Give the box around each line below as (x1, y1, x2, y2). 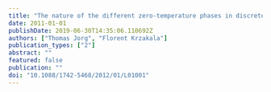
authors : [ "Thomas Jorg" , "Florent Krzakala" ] (8, 34, 168, 42)
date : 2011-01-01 (8, 19, 67, 27)
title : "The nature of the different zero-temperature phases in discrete (8, 11, 265, 20)
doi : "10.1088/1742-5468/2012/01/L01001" (8, 71, 150, 79)
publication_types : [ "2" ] (8, 42, 95, 50)
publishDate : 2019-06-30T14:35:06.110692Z (8, 26, 153, 34)
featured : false (8, 57, 63, 65)
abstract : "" (8, 49, 52, 57)
